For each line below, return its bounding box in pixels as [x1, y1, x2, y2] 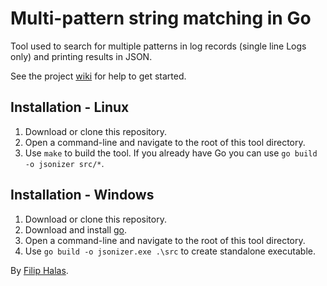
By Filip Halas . [10, 264, 69, 276]
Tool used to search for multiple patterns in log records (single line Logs [10, 40, 307, 52]
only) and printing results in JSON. [10, 50, 153, 62]
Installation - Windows [10, 187, 155, 204]
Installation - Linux [10, 99, 130, 116]
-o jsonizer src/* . [24, 157, 105, 169]
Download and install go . [24, 223, 128, 236]
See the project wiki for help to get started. [10, 70, 187, 82]
